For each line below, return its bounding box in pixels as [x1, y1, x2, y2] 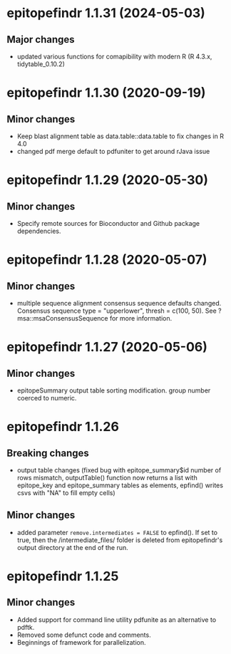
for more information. [109, 314, 173, 322]
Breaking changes [6, 447, 90, 459]
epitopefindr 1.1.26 [6, 419, 119, 435]
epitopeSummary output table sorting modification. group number [16, 386, 211, 395]
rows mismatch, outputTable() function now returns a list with [16, 474, 197, 482]
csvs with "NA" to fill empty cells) [16, 489, 115, 497]
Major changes [6, 33, 76, 46]
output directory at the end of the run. [16, 543, 129, 551]
